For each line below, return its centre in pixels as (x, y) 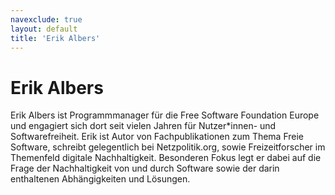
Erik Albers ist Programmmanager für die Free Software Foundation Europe (165, 115)
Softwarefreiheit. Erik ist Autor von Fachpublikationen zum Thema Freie (157, 137)
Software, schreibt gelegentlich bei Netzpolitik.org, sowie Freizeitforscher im (168, 147)
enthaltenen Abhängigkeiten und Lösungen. (100, 179)
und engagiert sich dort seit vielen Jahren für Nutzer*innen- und (143, 126)
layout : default (44, 29)
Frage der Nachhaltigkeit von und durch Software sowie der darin (145, 168)
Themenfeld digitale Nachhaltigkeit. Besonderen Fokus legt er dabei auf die (166, 158)
